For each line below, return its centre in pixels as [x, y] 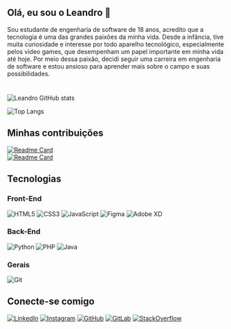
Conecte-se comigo [51, 302]
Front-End [25, 199]
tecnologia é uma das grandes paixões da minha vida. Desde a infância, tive [115, 37]
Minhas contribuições [55, 133]
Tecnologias [34, 179]
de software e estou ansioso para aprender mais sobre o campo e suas [109, 66]
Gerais [18, 265]
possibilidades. [29, 73]
